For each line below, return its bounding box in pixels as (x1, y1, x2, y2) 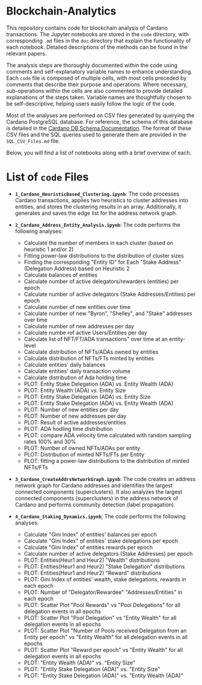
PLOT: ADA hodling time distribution (23, 425, 113, 432)
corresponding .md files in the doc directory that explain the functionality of (6, 37, 191, 44)
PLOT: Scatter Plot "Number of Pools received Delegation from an (23, 626, 187, 634)
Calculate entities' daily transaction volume (23, 367, 131, 375)
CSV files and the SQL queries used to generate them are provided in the (6, 131, 187, 138)
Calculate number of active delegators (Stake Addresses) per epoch (23, 550, 193, 557)
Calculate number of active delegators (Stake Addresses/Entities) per (23, 290, 196, 298)
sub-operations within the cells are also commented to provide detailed (6, 87, 183, 94)
